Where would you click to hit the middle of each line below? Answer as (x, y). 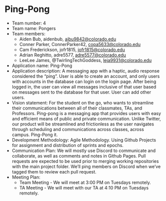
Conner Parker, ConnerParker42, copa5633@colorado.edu (80, 44)
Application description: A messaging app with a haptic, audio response (86, 70)
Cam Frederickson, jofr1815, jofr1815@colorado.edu (72, 49)
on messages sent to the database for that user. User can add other (82, 92)
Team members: (29, 33)
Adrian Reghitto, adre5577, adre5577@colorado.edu (73, 55)
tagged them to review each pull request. (54, 171)
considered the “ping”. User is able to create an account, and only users (86, 76)
